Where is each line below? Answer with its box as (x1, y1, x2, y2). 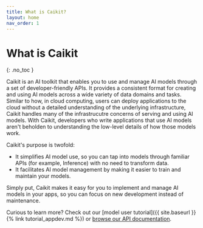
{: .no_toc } (6, 66, 34, 73)
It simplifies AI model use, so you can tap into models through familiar (15, 153, 190, 161)
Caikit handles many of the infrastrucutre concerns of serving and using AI (6, 110, 193, 118)
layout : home (6, 15, 40, 21)
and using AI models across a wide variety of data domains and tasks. (6, 91, 182, 98)
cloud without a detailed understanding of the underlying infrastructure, (6, 104, 186, 111)
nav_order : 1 (6, 20, 40, 26)
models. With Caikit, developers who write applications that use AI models (6, 116, 192, 124)
